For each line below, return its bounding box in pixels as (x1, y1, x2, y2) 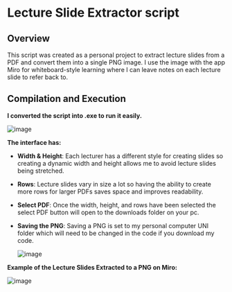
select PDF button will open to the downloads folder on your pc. (17, 208, 199, 216)
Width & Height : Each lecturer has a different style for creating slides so (17, 151, 224, 160)
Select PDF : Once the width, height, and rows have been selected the (17, 200, 216, 209)
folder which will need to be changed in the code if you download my (17, 229, 215, 237)
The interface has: (7, 138, 62, 146)
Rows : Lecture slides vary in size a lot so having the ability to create (17, 180, 211, 188)
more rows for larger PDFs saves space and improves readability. (17, 187, 204, 196)
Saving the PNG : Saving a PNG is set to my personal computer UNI (17, 221, 209, 230)
